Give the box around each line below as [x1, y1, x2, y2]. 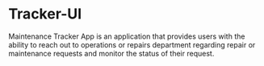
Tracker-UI [8, 5, 82, 23]
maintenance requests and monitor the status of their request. [8, 48, 215, 58]
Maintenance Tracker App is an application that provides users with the [8, 31, 245, 41]
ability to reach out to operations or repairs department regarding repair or [8, 39, 256, 49]
